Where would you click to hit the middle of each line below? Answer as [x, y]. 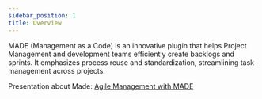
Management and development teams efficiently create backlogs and [122, 54]
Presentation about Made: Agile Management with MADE [101, 86]
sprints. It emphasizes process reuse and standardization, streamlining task [131, 62]
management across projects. [57, 70]
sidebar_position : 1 [42, 15]
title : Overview [35, 23]
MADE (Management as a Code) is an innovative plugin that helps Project [127, 45]
